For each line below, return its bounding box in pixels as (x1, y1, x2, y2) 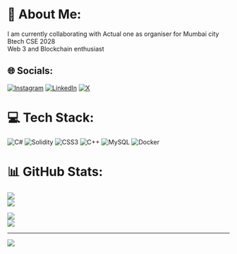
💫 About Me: (7, 6, 82, 23)
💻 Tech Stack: (7, 109, 95, 125)
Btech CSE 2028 (7, 37, 56, 45)
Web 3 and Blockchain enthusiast (7, 44, 104, 53)
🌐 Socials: (7, 65, 54, 77)
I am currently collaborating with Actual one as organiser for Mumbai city (7, 30, 219, 38)
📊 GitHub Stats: (7, 163, 104, 179)
